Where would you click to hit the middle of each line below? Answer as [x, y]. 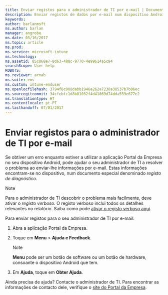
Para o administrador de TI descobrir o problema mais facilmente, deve [78, 198]
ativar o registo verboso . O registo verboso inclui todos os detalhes [74, 203]
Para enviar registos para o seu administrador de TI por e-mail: [70, 218]
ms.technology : [21, 56]
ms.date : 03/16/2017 [27, 38]
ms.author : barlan [24, 29]
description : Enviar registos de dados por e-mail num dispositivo [77, 15]
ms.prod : [14, 47]
